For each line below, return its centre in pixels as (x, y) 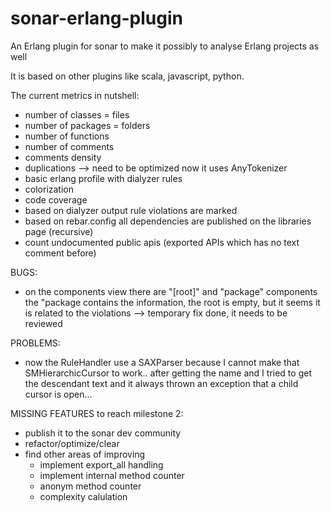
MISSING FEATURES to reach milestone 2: (97, 413)
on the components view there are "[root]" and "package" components (171, 291)
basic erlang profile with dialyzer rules (103, 178)
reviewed (43, 323)
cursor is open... (58, 394)
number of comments (69, 146)
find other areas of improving (85, 454)
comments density (63, 157)
